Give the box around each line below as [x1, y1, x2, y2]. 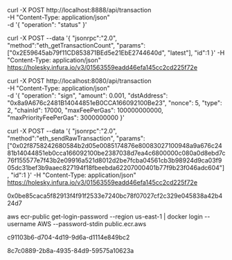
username [7, 220, 36, 228]
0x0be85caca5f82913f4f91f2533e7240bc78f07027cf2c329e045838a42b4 [7, 192, 223, 200]
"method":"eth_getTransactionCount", [7, 41, 116, 49]
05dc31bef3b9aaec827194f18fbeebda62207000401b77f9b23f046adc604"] [7, 164, 225, 171]
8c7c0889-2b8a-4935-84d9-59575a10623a [7, 247, 134, 254]
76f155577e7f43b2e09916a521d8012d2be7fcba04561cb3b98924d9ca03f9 [7, 156, 222, 165]
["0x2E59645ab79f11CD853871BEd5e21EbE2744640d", [7, 48, 166, 57]
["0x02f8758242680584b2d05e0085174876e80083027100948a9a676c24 [7, 142, 223, 149]
